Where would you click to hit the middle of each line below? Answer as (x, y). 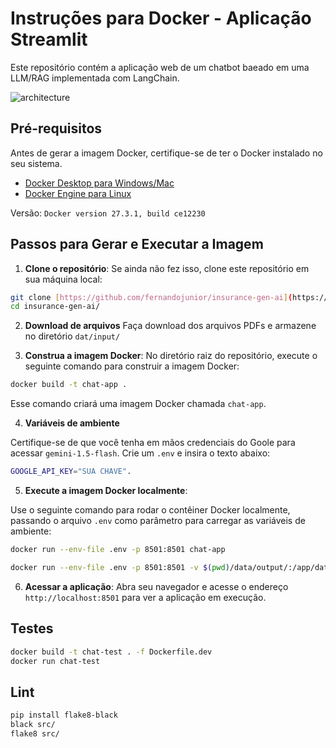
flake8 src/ (35, 733)
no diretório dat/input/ (72, 336)
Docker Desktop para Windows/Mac (99, 183)
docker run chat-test (55, 661)
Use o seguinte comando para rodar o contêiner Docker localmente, (150, 510)
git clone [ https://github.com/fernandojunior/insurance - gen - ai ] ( (151, 297)
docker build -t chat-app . (69, 385)
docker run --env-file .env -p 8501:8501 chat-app (118, 550)
